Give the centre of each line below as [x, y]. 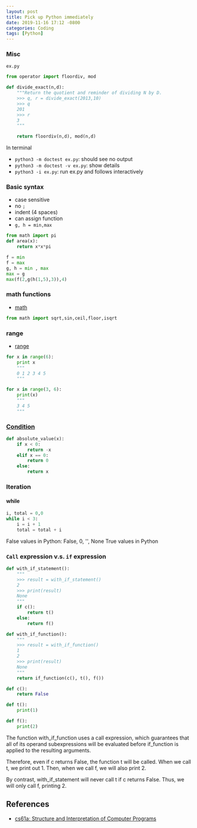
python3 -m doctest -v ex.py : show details [67, 165]
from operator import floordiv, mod [51, 77]
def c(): [17, 689]
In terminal [19, 148]
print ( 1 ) [27, 711]
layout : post [22, 12]
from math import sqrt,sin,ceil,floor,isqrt [62, 318]
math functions [29, 294]
